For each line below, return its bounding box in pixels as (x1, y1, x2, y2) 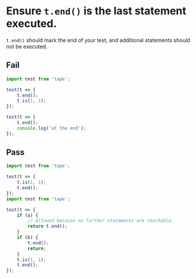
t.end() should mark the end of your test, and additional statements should (6, 36, 191, 44)
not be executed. (6, 43, 48, 50)
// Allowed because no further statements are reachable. (27, 218, 174, 224)
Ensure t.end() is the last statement (6, 4, 186, 18)
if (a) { (17, 212, 39, 218)
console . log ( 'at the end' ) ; (17, 125, 86, 131)
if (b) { (17, 234, 39, 241)
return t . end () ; (27, 224, 68, 230)
